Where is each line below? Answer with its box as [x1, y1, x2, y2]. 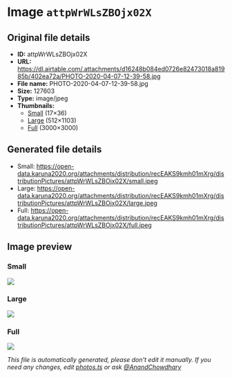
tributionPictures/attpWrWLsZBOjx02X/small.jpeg [17, 177, 158, 185]
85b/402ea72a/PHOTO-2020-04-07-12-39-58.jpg [17, 72, 161, 80]
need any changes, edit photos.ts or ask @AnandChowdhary [7, 363, 182, 371]
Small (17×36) [27, 109, 67, 117]
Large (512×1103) [27, 116, 77, 125]
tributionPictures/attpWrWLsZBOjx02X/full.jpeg [17, 221, 152, 229]
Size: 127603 [17, 87, 55, 95]
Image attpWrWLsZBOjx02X [7, 4, 152, 20]
